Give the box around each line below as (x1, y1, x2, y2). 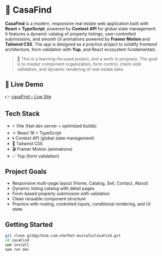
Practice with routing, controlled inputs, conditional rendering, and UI (12, 201, 151, 207)
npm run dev (5, 247, 29, 252)
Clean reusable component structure (12, 196, 86, 202)
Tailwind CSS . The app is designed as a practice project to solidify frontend (5, 41, 157, 47)
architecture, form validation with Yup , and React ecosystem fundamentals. (5, 46, 157, 52)
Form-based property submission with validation (12, 191, 110, 197)
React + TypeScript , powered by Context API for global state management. (5, 25, 157, 31)
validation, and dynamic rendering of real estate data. (17, 66, 125, 72)
